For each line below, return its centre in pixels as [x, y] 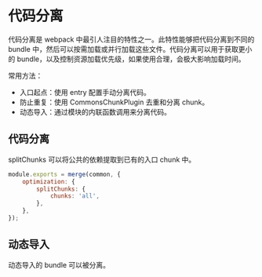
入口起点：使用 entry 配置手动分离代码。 [85, 92]
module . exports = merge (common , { [65, 174]
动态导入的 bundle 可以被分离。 [59, 264]
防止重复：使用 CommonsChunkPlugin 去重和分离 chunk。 [114, 102]
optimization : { [49, 181]
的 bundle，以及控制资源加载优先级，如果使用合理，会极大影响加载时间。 [127, 59]
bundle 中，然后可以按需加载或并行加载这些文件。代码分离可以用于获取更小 [130, 49]
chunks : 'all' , [75, 196]
